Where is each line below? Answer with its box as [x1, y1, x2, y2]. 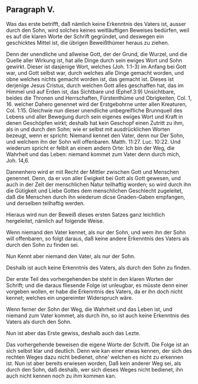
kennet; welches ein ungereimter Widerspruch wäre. [6, 294, 134, 301]
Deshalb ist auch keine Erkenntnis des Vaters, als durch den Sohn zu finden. [6, 264, 192, 271]
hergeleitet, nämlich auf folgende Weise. [6, 217, 104, 224]
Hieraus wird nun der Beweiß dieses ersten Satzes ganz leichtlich [6, 211, 165, 218]
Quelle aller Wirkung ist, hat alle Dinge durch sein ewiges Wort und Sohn [6, 57, 183, 64]
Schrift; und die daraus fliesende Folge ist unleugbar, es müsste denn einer [6, 282, 189, 289]
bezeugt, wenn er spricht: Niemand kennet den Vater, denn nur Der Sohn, [6, 132, 184, 139]
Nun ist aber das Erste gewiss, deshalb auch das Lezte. [6, 329, 141, 336]
